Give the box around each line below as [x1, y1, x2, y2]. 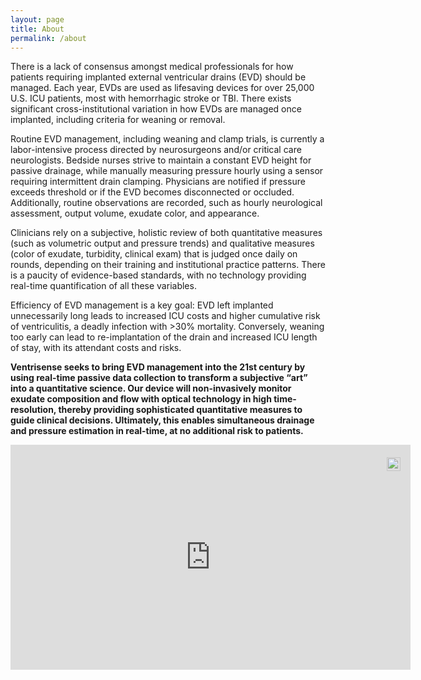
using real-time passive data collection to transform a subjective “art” [10, 372, 308, 384]
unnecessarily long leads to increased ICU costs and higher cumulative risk [10, 310, 321, 322]
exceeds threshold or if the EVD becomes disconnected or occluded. [10, 186, 295, 198]
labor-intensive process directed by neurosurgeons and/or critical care [10, 144, 302, 156]
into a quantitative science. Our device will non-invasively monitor [10, 382, 292, 395]
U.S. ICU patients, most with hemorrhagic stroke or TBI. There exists [10, 92, 292, 105]
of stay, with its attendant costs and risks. [10, 342, 182, 354]
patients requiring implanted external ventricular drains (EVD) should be [10, 71, 307, 83]
